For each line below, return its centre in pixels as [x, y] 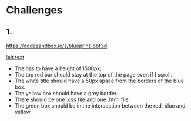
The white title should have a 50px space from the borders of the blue [99, 81]
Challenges [34, 10]
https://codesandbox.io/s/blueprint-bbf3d [57, 46]
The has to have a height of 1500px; [58, 68]
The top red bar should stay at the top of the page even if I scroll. [93, 75]
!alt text [15, 57]
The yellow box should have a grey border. [66, 93]
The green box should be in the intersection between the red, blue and [100, 106]
